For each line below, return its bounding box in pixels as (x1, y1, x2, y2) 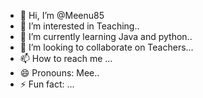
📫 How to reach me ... (19, 53, 113, 64)
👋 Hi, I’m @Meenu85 (19, 10, 105, 21)
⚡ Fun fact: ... (19, 78, 75, 90)
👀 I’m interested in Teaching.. (19, 20, 140, 32)
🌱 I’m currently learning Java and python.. (19, 31, 193, 42)
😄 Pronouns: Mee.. (19, 67, 100, 79)
